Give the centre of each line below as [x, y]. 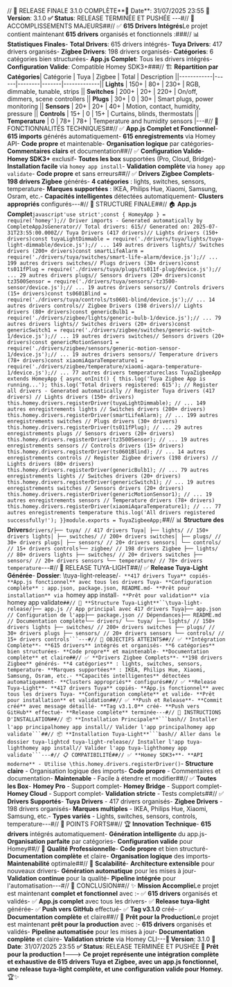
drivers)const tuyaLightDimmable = [59, 239]
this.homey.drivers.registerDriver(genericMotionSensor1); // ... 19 [110, 494]
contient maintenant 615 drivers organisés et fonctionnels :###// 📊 [103, 34]
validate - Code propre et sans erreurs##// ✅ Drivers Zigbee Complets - [111, 173]
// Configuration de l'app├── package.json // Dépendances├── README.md [114, 615]
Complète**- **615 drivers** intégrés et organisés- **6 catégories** [111, 646]
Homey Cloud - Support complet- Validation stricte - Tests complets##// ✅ [116, 793]
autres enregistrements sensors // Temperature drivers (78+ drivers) [111, 500]
